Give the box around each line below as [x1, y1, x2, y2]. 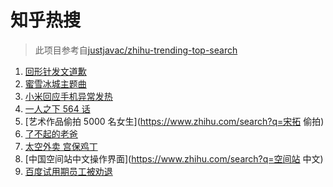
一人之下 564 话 [24, 102, 91, 115]
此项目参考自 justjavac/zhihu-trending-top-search [34, 44, 238, 56]
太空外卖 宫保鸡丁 [24, 140, 98, 152]
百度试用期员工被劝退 [24, 165, 113, 177]
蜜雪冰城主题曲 [24, 77, 87, 90]
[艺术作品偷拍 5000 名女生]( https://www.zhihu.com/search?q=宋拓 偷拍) [24, 115, 325, 127]
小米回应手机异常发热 [24, 90, 113, 102]
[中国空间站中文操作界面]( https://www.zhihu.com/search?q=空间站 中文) [24, 152, 324, 165]
